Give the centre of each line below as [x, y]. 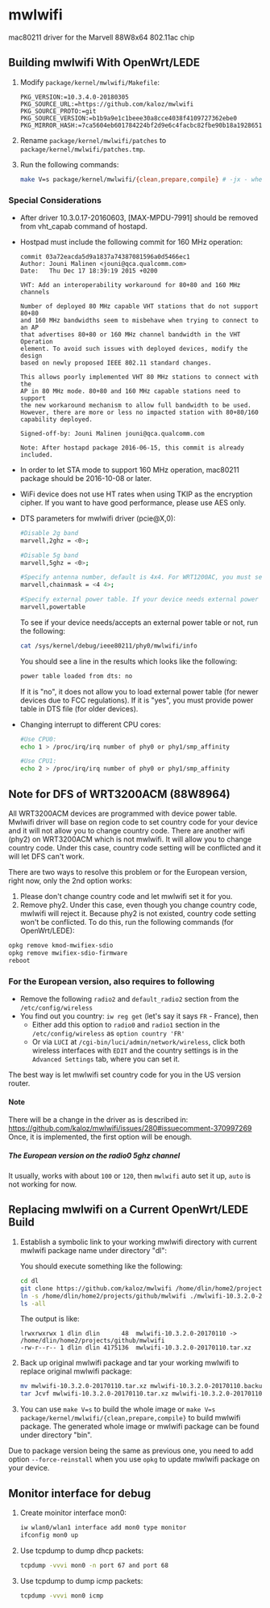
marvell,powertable [53, 607]
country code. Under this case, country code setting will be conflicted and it [135, 847]
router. [19, 1083]
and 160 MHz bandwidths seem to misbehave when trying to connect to [139, 320]
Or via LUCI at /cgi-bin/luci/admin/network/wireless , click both [139, 1041]
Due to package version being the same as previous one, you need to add [131, 1451]
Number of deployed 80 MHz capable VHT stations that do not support [139, 306]
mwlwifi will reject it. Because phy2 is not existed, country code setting [138, 913]
